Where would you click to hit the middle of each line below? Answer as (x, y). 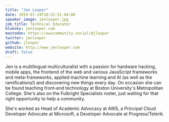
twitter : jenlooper (26, 38)
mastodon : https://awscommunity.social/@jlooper (57, 33)
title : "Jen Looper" (27, 10)
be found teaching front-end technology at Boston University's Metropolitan (84, 88)
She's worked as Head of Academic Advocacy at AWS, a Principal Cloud (81, 108)
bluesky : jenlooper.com (30, 29)
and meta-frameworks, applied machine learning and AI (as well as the (79, 77)
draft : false (19, 52)
